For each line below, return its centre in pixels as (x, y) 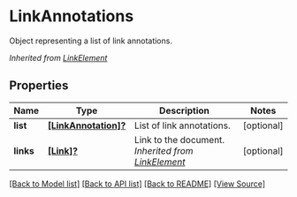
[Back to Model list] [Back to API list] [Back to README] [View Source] (137, 184)
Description (184, 110)
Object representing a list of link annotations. (91, 41)
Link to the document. (179, 140)
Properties (39, 86)
